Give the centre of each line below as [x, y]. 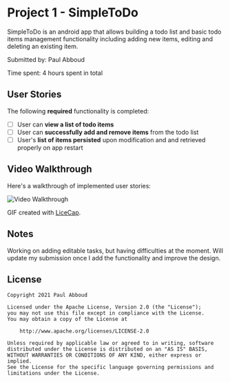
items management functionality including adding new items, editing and [110, 38]
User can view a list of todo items [65, 124]
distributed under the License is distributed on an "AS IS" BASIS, [107, 349]
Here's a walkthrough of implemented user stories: [79, 186]
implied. [20, 361]
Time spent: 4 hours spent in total [55, 73]
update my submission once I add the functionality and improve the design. [114, 258]
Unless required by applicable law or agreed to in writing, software [111, 344]
